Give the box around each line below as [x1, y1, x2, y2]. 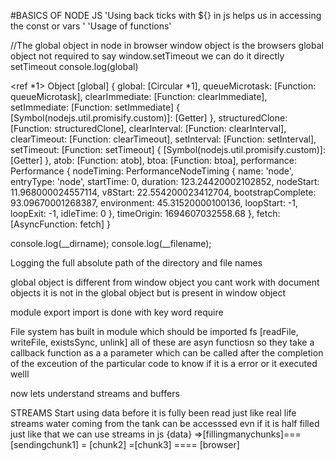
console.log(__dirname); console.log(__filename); [10, 238, 212, 249]
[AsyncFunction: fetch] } [10, 218, 111, 230]
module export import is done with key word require [10, 306, 224, 318]
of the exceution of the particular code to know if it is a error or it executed [10, 358, 318, 369]
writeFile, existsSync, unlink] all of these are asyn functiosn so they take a [10, 336, 315, 348]
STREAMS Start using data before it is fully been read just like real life [10, 407, 297, 419]
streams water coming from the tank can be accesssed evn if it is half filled [10, 418, 320, 429]
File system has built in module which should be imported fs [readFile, [10, 326, 299, 337]
